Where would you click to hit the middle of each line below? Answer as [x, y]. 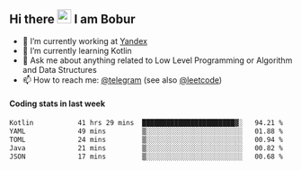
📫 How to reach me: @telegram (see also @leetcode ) [122, 80]
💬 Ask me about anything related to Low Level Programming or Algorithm [157, 60]
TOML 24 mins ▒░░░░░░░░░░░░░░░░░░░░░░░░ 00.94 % [146, 139]
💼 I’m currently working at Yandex [85, 40]
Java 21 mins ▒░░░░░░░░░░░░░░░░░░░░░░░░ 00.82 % [146, 148]
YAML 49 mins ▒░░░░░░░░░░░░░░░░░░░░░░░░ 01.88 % [146, 131]
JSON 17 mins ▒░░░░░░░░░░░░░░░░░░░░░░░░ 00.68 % [146, 157]
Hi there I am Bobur [73, 19]
